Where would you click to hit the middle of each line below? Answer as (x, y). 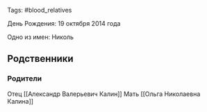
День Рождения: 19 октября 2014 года (64, 23)
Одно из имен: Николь (41, 37)
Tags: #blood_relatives (40, 10)
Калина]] (20, 101)
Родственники (41, 59)
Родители (25, 79)
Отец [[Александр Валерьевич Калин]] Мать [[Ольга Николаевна (104, 94)
